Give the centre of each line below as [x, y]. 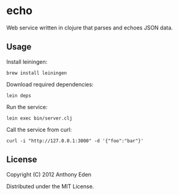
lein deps [19, 96]
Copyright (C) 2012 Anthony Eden [49, 174]
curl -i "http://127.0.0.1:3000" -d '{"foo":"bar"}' [75, 141]
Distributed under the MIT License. [50, 186]
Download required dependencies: [50, 84]
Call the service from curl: [39, 129]
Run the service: [27, 107]
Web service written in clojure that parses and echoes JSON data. [90, 28]
